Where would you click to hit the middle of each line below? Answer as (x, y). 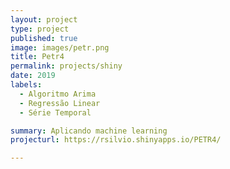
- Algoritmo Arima (58, 94)
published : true (44, 38)
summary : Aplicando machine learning (89, 131)
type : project (40, 29)
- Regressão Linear (60, 103)
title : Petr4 (37, 57)
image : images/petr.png (60, 47)
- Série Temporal (55, 112)
